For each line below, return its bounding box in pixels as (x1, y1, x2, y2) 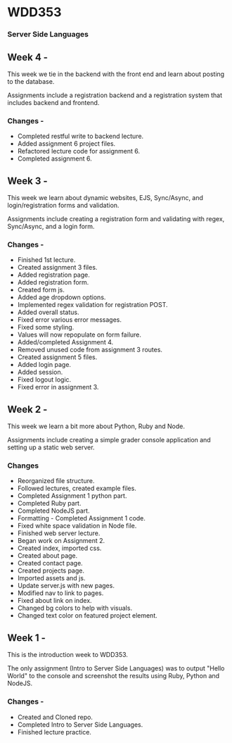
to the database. (7, 77, 55, 85)
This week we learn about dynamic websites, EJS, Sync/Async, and (7, 194, 204, 202)
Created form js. (17, 286, 65, 294)
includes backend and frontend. (7, 98, 100, 106)
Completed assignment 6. (17, 154, 93, 163)
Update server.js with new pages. (17, 582, 115, 590)
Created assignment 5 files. (17, 353, 98, 361)
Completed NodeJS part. (17, 506, 90, 515)
